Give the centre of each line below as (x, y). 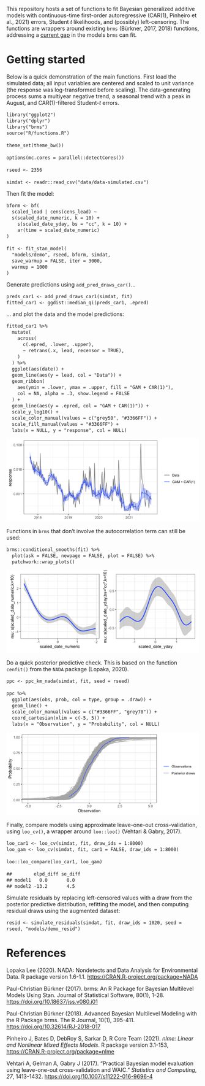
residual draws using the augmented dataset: (63, 911)
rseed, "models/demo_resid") (43, 929)
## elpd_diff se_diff (43, 874)
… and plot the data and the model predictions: (65, 314)
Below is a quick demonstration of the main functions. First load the (91, 77)
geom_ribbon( (28, 381)
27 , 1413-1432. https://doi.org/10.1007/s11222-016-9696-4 (80, 1076)
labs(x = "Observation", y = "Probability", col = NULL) (86, 724)
